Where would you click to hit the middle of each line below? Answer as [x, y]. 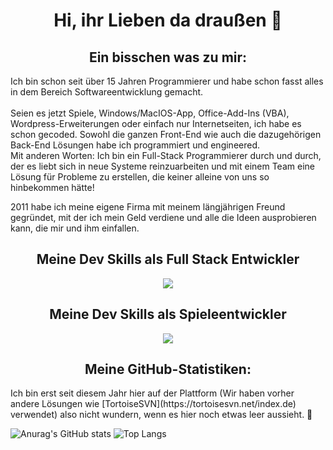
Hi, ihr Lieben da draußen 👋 [168, 20]
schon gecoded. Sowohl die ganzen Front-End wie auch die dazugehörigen [166, 134]
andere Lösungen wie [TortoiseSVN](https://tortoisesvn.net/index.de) [153, 404]
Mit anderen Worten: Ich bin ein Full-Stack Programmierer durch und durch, [166, 155]
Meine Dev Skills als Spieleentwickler [168, 314]
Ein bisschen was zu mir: [168, 57]
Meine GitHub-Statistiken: [168, 369]
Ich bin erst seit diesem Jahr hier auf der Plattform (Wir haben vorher [152, 393]
